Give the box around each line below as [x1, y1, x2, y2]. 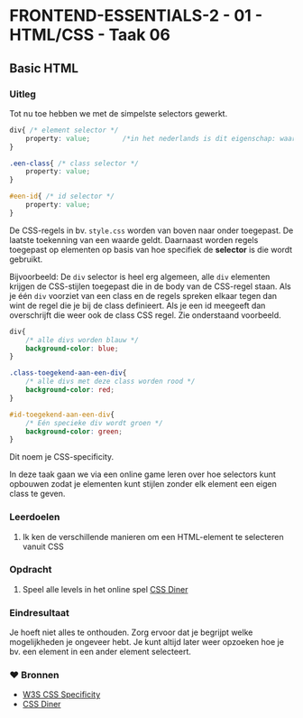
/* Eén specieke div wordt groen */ [25, 418, 164, 427]
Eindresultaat [9, 606, 69, 619]
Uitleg [9, 88, 36, 100]
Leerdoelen [9, 511, 60, 524]
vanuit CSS [22, 541, 65, 552]
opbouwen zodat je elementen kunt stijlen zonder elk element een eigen [9, 479, 277, 490]
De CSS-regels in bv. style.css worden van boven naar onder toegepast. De [9, 225, 294, 236]
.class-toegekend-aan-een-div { [9, 368, 127, 378]
